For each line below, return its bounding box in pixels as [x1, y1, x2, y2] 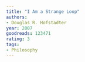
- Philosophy [6, 47, 38, 53]
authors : [6, 14, 28, 20]
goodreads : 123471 [6, 31, 51, 37]
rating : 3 [6, 36, 30, 42]
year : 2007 [6, 25, 33, 31]
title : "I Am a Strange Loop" [6, 8, 80, 15]
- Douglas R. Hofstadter [6, 19, 67, 25]
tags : [6, 42, 19, 48]
